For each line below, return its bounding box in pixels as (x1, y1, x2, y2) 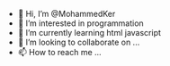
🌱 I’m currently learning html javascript (17, 28, 162, 37)
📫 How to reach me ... (17, 47, 102, 57)
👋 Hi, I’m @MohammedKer (17, 9, 116, 19)
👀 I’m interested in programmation (17, 18, 144, 29)
